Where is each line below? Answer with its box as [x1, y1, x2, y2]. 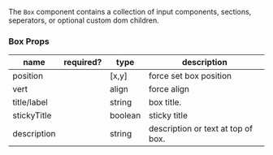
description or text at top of [149, 123, 253, 135]
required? [63, 57, 102, 68]
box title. [149, 97, 182, 108]
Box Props [8, 36, 50, 47]
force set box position [149, 71, 232, 82]
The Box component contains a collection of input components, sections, [8, 7, 252, 16]
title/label [12, 97, 49, 108]
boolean [109, 110, 141, 121]
